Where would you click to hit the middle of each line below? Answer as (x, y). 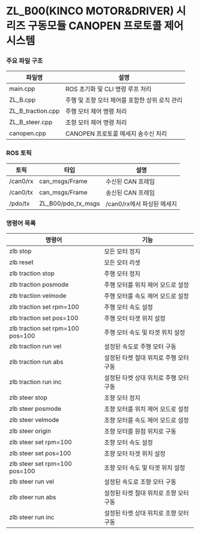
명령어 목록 (21, 223)
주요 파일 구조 (25, 61)
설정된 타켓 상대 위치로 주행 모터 (146, 378)
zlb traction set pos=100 (44, 318)
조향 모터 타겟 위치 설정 (135, 454)
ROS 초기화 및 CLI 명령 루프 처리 (108, 89)
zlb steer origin (30, 431)
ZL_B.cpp (22, 100)
